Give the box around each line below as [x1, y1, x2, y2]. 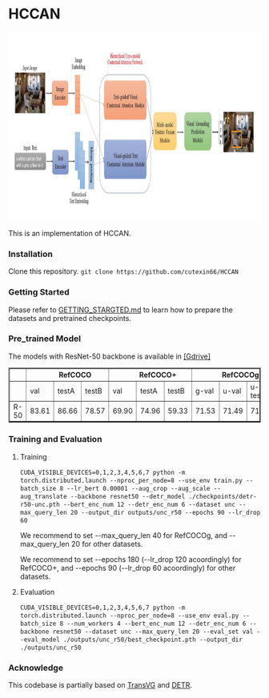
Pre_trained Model [8, 333, 82, 344]
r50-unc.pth [19, 500, 60, 508]
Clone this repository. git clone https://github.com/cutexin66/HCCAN [8, 267, 239, 276]
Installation [8, 248, 54, 259]
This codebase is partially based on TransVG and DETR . [8, 680, 192, 689]
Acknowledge [8, 662, 64, 673]
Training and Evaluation [8, 434, 102, 445]
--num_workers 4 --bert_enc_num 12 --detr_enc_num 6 [66, 620, 247, 628]
